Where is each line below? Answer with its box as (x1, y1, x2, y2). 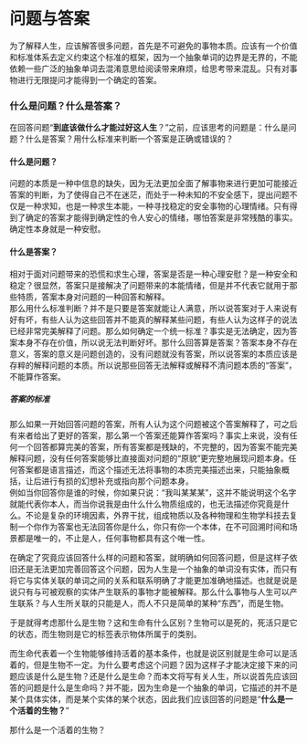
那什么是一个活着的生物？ (9, 724, 106, 735)
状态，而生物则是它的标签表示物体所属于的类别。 (16, 628, 202, 639)
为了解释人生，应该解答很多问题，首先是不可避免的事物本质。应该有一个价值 (9, 40, 298, 51)
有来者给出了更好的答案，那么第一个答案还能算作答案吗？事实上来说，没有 (9, 430, 290, 441)
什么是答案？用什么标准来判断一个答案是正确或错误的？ (25, 133, 234, 144)
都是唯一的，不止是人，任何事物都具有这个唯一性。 (16, 532, 210, 543)
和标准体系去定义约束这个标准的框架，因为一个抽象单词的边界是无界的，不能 (9, 51, 298, 62)
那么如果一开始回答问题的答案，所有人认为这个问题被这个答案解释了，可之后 (9, 418, 298, 429)
